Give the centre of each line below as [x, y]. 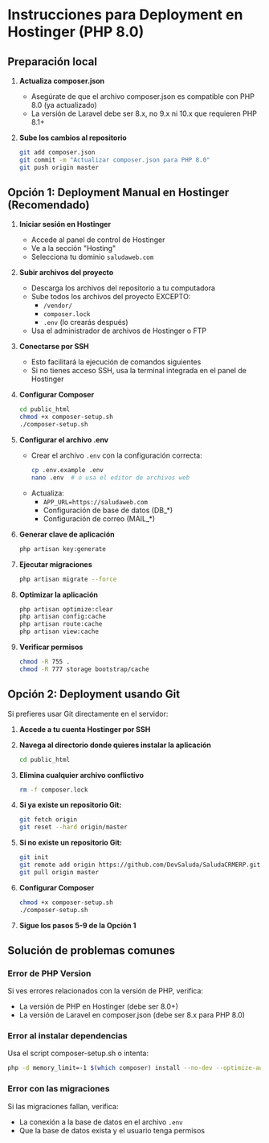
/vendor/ [58, 306]
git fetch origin [48, 820]
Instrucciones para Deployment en [125, 15]
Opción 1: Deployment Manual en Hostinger [118, 193]
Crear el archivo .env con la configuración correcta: [116, 455]
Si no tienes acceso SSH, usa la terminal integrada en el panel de [139, 371]
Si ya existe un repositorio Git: [70, 805]
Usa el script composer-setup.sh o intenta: [78, 1053]
